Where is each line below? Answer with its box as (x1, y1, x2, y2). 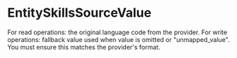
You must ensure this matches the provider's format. (7, 43, 161, 51)
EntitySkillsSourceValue (7, 5, 152, 21)
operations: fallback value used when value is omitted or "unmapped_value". (7, 35, 230, 43)
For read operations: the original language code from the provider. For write (7, 28, 228, 36)
